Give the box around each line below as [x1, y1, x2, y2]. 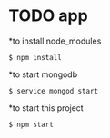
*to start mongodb [8, 69, 78, 80]
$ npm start [8, 120, 54, 129]
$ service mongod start [8, 86, 99, 95]
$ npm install [8, 53, 63, 62]
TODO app [8, 5, 88, 26]
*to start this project [8, 102, 84, 113]
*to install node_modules [8, 35, 102, 46]
